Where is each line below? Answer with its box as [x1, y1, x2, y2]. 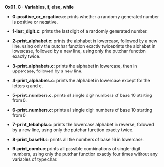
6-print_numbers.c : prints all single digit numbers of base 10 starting [12, 107, 153, 113]
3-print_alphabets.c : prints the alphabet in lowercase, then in [12, 63, 137, 69]
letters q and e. [12, 83, 43, 89]
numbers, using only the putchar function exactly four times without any [12, 151, 158, 157]
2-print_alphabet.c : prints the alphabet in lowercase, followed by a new [12, 38, 158, 44]
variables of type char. [12, 156, 58, 162]
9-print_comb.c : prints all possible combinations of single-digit [12, 146, 141, 151]
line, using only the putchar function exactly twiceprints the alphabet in [12, 43, 156, 48]
